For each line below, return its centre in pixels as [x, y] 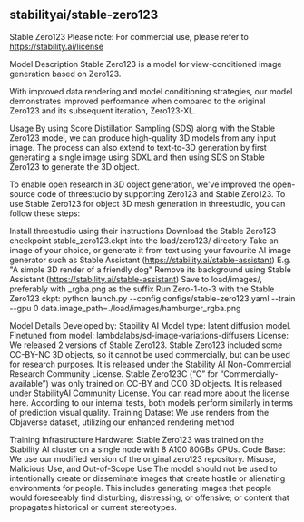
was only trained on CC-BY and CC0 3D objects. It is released [167, 383]
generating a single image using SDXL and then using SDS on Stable [137, 157]
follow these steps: [44, 213]
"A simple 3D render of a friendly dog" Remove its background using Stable [151, 269]
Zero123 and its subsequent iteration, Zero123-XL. [103, 110]
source [23, 193]
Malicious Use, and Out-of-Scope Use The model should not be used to [143, 468]
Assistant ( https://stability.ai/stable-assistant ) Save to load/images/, [136, 279]
